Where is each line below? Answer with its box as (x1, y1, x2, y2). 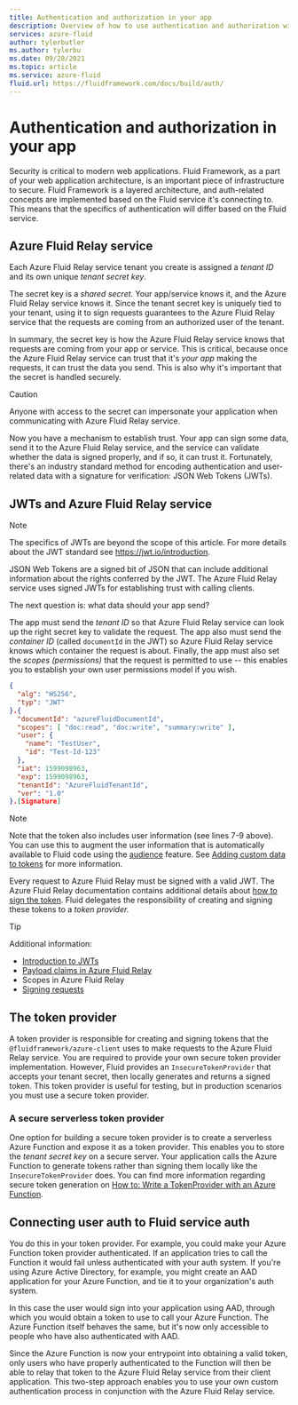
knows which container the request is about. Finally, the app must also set (9, 646, 280, 656)
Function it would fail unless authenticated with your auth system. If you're (9, 1258, 281, 1268)
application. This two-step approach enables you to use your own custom (9, 1377, 278, 1387)
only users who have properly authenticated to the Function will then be (9, 1358, 272, 1369)
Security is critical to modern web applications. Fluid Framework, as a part (9, 165, 281, 176)
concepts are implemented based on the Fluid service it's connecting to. (9, 194, 274, 204)
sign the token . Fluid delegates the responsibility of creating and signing (9, 894, 273, 906)
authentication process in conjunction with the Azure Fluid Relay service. (9, 1386, 276, 1397)
